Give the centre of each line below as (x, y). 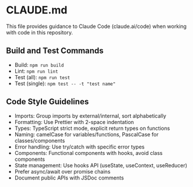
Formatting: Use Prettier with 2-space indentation (74, 122)
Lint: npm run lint (36, 71)
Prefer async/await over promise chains (63, 171)
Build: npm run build (39, 65)
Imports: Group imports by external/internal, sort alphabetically (90, 116)
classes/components (40, 140)
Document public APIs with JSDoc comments (69, 178)
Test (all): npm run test (42, 77)
